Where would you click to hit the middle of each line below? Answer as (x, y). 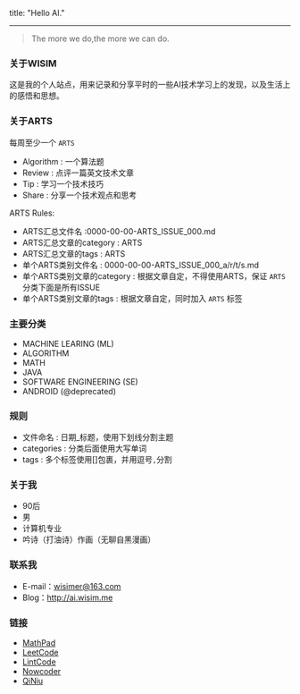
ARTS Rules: (32, 213)
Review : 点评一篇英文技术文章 (78, 173)
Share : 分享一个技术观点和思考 (79, 195)
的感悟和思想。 (37, 96)
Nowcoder (42, 672)
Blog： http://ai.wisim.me (67, 597)
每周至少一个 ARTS (42, 142)
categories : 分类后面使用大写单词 (84, 449)
